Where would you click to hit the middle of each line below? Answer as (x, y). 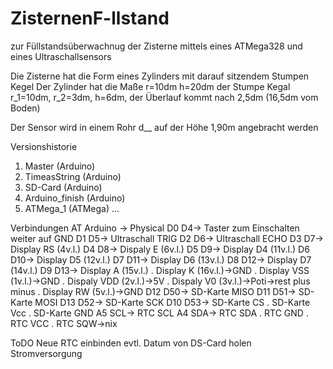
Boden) (25, 108)
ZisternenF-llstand (90, 18)
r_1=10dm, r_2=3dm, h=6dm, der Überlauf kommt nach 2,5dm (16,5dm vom (164, 97)
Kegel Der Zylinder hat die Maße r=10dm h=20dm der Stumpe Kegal (150, 86)
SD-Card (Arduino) (63, 187)
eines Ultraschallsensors (61, 56)
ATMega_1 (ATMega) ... (72, 208)
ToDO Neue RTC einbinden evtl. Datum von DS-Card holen (131, 343)
